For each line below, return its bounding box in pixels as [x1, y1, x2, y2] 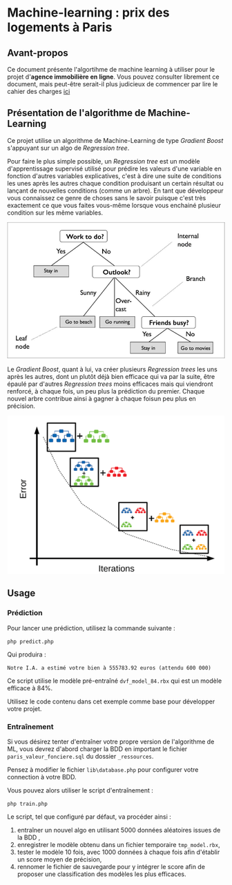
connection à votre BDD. [7, 772, 77, 781]
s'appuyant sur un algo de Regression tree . [7, 144, 130, 152]
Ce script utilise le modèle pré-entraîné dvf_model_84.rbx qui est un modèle [7, 677, 222, 685]
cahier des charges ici [7, 88, 70, 95]
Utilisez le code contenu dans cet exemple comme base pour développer [7, 697, 215, 706]
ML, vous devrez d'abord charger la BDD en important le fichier [7, 744, 188, 753]
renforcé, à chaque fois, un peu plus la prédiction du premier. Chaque [7, 387, 205, 396]
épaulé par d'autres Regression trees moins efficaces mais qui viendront [7, 380, 213, 388]
